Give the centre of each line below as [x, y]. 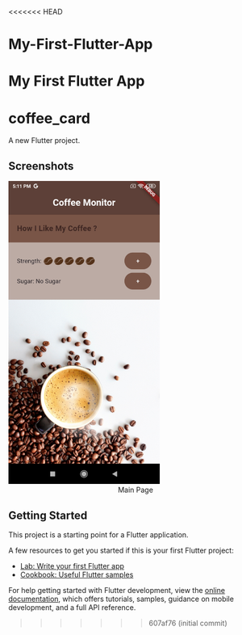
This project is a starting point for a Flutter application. [98, 534]
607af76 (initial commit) [188, 623]
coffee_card [50, 118]
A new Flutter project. [44, 141]
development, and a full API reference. [72, 607]
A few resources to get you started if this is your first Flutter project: [121, 550]
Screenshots [41, 166]
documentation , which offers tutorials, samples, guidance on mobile [121, 599]
